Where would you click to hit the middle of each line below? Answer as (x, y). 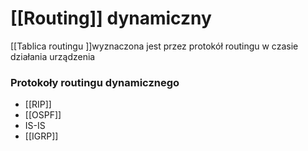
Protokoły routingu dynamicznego (95, 82)
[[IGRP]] (41, 136)
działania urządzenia (53, 56)
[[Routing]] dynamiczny (111, 18)
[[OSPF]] (43, 115)
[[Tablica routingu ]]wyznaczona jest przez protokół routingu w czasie (154, 46)
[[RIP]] (38, 104)
